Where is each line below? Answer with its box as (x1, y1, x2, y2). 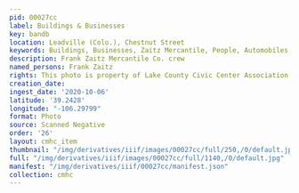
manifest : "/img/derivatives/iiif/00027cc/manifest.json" (9, 162, 229, 171)
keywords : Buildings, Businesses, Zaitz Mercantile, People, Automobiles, (9, 46, 293, 55)
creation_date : (9, 79, 66, 88)
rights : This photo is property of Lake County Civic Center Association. (9, 71, 293, 80)
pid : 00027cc (9, 12, 58, 22)
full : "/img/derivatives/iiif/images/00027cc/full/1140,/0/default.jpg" (9, 153, 285, 163)
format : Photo (9, 112, 62, 121)
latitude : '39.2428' (9, 95, 86, 105)
